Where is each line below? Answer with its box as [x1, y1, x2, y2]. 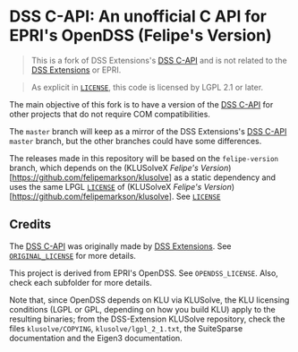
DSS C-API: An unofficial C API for [9, 6, 267, 27]
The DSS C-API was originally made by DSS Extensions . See [9, 240, 232, 252]
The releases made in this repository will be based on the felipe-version [9, 152, 279, 163]
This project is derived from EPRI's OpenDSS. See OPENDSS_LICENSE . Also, [9, 267, 279, 279]
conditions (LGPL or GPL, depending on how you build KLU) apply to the [9, 304, 276, 314]
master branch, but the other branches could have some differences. [9, 135, 262, 146]
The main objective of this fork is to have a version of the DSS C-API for [9, 99, 274, 109]
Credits [9, 217, 52, 232]
